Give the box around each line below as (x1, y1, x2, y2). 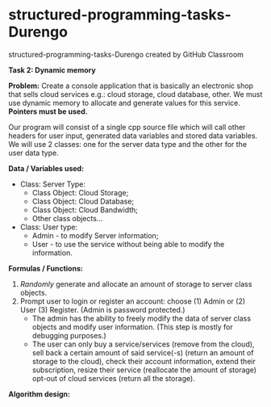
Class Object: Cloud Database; (31, 196, 135, 206)
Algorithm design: (8, 389, 71, 399)
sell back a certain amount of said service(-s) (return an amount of (31, 347, 254, 357)
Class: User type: (19, 222, 78, 232)
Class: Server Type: (19, 179, 86, 189)
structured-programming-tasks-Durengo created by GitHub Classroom (8, 49, 244, 59)
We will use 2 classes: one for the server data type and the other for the (8, 139, 248, 149)
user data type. (8, 148, 59, 157)
